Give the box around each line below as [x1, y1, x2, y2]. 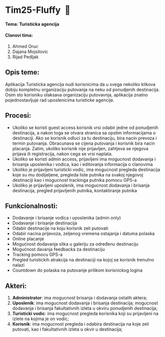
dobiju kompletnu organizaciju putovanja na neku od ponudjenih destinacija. [5, 86, 160, 92]
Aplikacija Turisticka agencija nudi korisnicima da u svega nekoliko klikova [5, 81, 156, 87]
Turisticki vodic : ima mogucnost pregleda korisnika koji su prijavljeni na [12, 311, 159, 317]
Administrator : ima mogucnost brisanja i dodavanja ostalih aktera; [12, 295, 147, 301]
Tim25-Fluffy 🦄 [5, 4, 71, 16]
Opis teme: [5, 68, 40, 77]
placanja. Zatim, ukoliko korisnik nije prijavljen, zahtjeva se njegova [12, 145, 149, 151]
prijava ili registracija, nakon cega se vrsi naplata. [12, 151, 113, 157]
